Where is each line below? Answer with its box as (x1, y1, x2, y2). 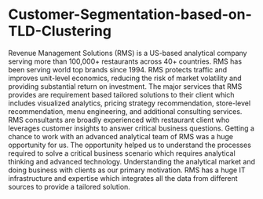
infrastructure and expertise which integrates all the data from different (8, 173, 238, 182)
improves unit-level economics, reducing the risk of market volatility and (8, 73, 242, 83)
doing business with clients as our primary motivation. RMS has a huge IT (8, 165, 246, 175)
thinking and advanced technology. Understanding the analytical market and (8, 157, 256, 166)
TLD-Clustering (8, 22, 112, 40)
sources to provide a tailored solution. (8, 182, 131, 191)
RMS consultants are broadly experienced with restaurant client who (8, 115, 230, 124)
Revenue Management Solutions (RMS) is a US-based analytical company (8, 48, 247, 57)
